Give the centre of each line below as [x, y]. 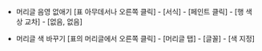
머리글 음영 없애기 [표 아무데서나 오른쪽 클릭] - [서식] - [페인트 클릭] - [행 [130, 12]
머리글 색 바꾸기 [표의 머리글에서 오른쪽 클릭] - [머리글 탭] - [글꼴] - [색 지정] [135, 39]
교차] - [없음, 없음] [53, 22]
